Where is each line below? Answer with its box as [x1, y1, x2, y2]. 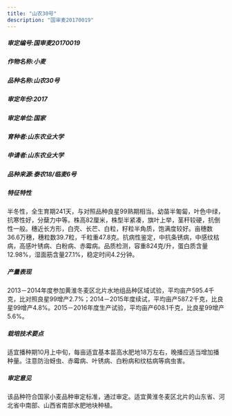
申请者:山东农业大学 [7, 151, 64, 160]
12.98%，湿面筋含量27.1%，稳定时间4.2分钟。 [7, 250, 139, 259]
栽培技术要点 [7, 330, 43, 338]
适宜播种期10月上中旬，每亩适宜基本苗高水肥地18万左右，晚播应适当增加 [7, 348, 213, 357]
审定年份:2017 [7, 95, 48, 104]
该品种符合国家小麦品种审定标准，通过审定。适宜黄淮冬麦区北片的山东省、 [7, 393, 219, 401]
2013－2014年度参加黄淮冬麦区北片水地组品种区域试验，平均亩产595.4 [7, 286, 209, 294]
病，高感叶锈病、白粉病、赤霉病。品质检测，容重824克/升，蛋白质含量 [7, 242, 209, 250]
